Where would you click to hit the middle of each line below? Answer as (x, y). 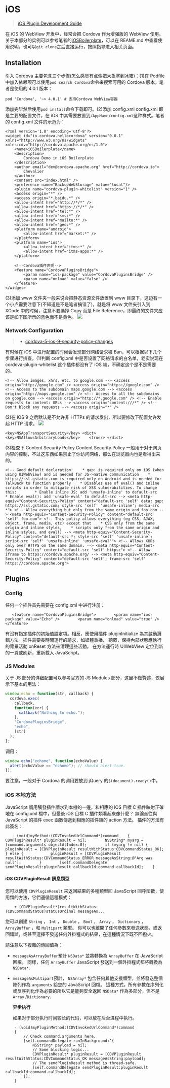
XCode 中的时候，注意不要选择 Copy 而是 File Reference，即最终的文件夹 (82, 310)
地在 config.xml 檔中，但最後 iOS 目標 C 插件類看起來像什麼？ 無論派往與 (81, 813)
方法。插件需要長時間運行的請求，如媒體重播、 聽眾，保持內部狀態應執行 (86, 640)
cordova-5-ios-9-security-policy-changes (69, 342)
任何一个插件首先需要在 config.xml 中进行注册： (55, 605)
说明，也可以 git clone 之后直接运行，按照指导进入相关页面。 (73, 46)
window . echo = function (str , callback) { (50, 694)
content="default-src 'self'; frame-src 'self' (95, 559)
